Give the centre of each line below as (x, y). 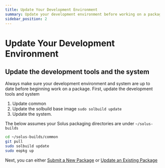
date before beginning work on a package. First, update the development (79, 89)
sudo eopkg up (20, 151)
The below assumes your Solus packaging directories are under (70, 124)
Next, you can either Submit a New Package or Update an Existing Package (82, 160)
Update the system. (32, 114)
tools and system (23, 94)
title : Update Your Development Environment (51, 10)
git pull (14, 142)
